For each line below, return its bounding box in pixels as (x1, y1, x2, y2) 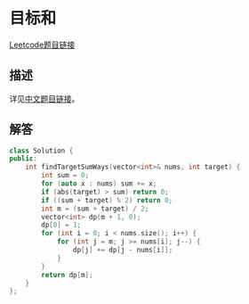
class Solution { (9, 146, 74, 155)
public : (9, 154, 38, 163)
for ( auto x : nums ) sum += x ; (41, 179, 157, 188)
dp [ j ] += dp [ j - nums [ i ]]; (72, 246, 173, 255)
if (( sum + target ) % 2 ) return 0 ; (41, 195, 173, 205)
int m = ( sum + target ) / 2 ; (41, 204, 149, 213)
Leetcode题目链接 (9, 39, 76, 50)
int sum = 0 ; (41, 171, 90, 180)
